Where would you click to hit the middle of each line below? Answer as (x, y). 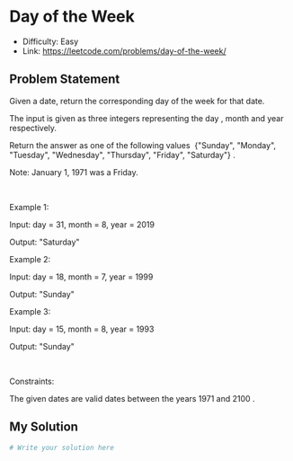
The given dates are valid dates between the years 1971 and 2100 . (132, 398)
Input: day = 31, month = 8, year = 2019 (82, 224)
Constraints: (32, 381)
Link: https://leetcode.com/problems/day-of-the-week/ (124, 50)
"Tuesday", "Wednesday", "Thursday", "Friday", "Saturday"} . (123, 155)
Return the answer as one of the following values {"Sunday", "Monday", (143, 145)
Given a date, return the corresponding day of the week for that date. (137, 101)
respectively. (33, 128)
